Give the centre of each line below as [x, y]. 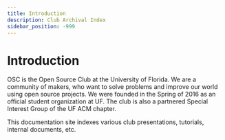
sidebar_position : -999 [41, 26]
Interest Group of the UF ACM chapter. [62, 109]
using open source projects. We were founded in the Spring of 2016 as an [111, 94]
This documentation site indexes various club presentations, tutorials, [106, 122]
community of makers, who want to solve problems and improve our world [112, 87]
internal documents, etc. [42, 130]
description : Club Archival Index [57, 20]
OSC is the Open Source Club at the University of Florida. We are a [102, 79]
